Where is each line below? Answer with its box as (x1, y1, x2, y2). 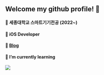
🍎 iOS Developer (5, 31, 40, 37)
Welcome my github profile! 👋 (5, 5, 100, 13)
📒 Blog (5, 43, 19, 49)
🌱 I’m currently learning (5, 54, 55, 60)
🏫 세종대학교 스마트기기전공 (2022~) (5, 19, 78, 25)
